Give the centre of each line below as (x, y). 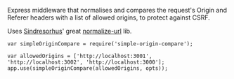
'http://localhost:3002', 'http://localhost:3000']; (86, 62)
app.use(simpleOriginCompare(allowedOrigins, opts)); (88, 69)
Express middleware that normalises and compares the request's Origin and (117, 10)
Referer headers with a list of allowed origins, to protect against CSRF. (109, 17)
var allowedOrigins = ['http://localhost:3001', (80, 56)
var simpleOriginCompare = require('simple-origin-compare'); (100, 44)
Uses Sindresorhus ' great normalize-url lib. (70, 31)
